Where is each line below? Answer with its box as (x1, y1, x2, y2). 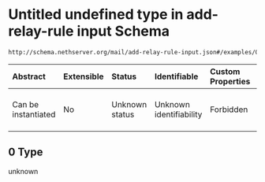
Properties (210, 76, 251, 87)
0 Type (8, 146, 43, 159)
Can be (12, 98, 39, 110)
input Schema (77, 22, 170, 40)
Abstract (12, 71, 46, 82)
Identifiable (154, 71, 199, 82)
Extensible (62, 71, 104, 82)
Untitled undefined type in (8, 6, 184, 24)
